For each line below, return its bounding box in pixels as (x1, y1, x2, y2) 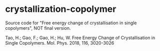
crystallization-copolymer (5, 3, 116, 15)
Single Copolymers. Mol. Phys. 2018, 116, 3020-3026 (5, 40, 114, 46)
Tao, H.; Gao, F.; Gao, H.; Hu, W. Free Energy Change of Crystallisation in (5, 35, 155, 41)
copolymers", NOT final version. (5, 25, 71, 31)
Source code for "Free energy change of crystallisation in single (5, 20, 137, 26)
